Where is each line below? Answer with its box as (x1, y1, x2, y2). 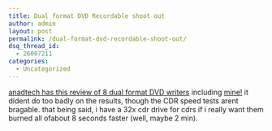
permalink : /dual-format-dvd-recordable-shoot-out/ (8, 34, 187, 43)
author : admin (8, 20, 57, 28)
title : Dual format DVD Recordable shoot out (8, 11, 165, 20)
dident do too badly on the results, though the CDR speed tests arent (8, 95, 239, 106)
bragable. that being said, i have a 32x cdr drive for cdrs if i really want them (8, 104, 264, 114)
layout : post (8, 27, 53, 35)
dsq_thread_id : (8, 42, 60, 50)
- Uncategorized (15, 65, 71, 73)
